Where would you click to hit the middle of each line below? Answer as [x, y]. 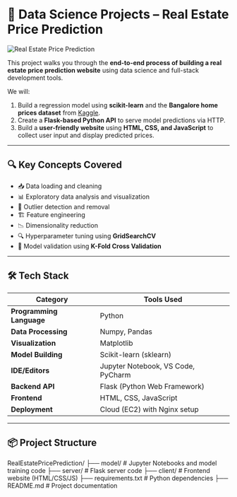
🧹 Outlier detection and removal [63, 206]
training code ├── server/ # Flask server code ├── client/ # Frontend [109, 471]
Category [52, 299]
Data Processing [39, 332]
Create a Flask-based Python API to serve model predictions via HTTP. [121, 120]
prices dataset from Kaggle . [59, 112]
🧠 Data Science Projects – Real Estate [118, 14]
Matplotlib [116, 343]
